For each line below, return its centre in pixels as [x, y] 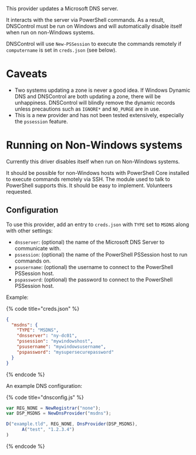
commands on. [33, 261]
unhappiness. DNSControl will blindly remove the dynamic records [95, 102]
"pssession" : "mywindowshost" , [55, 341]
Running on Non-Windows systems [94, 145]
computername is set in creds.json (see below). [62, 50]
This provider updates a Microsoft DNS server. [62, 9]
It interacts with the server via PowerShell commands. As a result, [85, 20]
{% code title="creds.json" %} [43, 308]
